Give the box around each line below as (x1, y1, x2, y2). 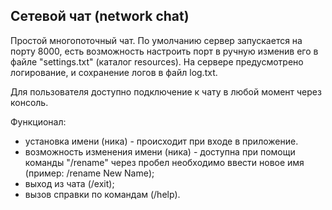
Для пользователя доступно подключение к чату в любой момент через (10, 85, 322, 98)
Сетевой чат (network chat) (10, 8, 190, 25)
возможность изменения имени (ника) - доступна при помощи (24, 145, 296, 158)
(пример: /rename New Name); (24, 167, 155, 179)
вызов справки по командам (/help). (24, 188, 181, 200)
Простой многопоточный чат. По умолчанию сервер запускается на (10, 34, 303, 46)
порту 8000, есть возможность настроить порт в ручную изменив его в (10, 45, 319, 57)
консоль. (10, 96, 49, 108)
